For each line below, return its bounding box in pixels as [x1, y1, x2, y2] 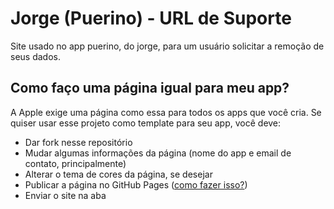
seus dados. [10, 50, 61, 62]
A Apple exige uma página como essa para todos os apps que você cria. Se [10, 106, 322, 118]
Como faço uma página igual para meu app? [10, 80, 290, 97]
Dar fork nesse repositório [24, 136, 133, 148]
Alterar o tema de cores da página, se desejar [24, 168, 213, 180]
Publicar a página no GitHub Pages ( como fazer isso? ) [24, 178, 248, 191]
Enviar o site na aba [24, 189, 107, 201]
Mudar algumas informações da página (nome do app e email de [24, 147, 292, 159]
